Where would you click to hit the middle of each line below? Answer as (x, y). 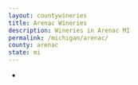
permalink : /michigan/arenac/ (59, 38)
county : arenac (34, 45)
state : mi (25, 52)
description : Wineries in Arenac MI (69, 30)
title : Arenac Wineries (48, 23)
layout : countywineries (48, 15)
